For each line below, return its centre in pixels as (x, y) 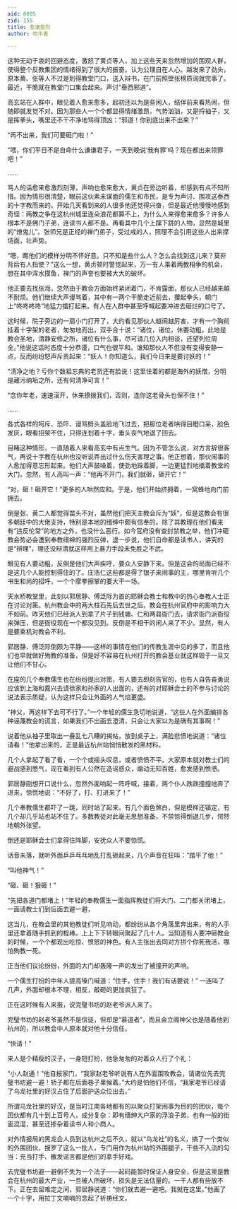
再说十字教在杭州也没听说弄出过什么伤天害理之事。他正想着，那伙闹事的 (124, 457)
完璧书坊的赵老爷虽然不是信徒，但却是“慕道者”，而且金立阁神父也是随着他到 (118, 1020)
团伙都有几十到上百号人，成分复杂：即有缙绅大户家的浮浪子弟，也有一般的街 (119, 1115)
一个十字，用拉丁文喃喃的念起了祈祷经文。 (69, 1198)
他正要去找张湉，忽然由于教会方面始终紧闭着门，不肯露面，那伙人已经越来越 (119, 288)
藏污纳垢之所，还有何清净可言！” (61, 380)
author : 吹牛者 (28, 34)
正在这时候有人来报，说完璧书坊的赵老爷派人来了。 (81, 1005)
